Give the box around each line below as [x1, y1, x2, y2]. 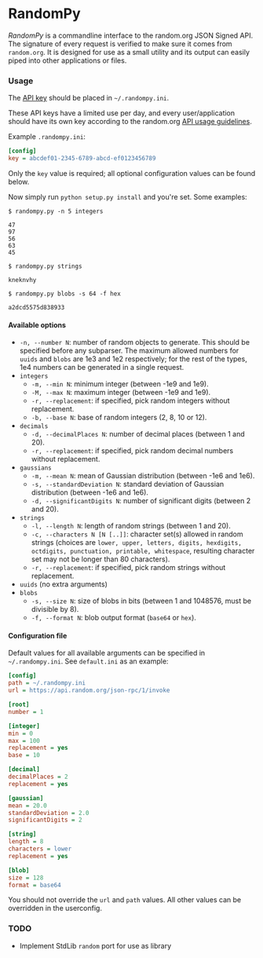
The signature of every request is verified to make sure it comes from [8, 38, 233, 48]
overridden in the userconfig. [8, 904, 102, 913]
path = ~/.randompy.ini [8, 679, 86, 687]
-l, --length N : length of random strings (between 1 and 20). [31, 521, 232, 531]
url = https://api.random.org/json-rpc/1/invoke [8, 686, 170, 695]
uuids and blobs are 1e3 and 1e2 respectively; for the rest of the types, [19, 354, 247, 364]
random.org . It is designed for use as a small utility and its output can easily [8, 47, 250, 57]
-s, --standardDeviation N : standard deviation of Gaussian [31, 480, 225, 489]
